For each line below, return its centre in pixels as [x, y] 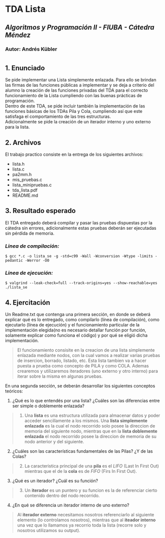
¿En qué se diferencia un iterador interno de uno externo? [71, 505]
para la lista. [17, 127]
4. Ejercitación [28, 303]
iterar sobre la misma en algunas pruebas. [60, 376]
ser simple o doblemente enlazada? [48, 406]
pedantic [14, 261]
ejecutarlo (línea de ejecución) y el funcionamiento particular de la [72, 325]
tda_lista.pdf [25, 190]
